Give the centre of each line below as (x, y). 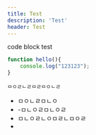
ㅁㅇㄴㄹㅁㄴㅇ (37, 101)
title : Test (25, 14)
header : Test (26, 27)
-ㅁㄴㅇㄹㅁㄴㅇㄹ (42, 109)
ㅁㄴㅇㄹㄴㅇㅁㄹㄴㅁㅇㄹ (52, 118)
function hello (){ (34, 60)
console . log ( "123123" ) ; (55, 66)
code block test (30, 47)
